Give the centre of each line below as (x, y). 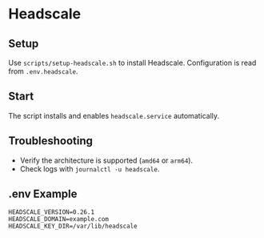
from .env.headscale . (43, 71)
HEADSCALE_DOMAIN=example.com (59, 220)
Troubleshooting (51, 141)
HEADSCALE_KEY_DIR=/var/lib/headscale (73, 226)
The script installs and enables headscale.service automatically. (114, 115)
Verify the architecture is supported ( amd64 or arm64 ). (106, 160)
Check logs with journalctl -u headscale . (90, 168)
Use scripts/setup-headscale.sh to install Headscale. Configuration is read (132, 63)
